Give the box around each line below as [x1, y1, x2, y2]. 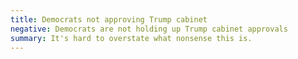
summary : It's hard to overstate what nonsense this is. [10, 33, 253, 43]
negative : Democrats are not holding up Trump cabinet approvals [10, 24, 288, 34]
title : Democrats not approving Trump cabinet [10, 14, 208, 25]
